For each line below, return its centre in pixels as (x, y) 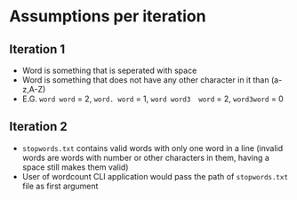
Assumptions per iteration (108, 16)
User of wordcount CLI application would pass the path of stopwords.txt (155, 176)
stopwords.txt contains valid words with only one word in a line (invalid (153, 148)
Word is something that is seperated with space (109, 70)
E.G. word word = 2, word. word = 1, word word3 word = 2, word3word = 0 (153, 99)
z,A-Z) (34, 89)
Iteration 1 (37, 49)
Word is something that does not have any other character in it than (145, 80)
